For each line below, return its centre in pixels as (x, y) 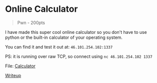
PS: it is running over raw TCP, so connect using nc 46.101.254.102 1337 (79, 56)
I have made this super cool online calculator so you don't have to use (76, 32)
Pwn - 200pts (31, 23)
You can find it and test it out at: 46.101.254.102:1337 (59, 47)
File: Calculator (20, 66)
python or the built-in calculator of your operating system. (64, 37)
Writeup (13, 75)
